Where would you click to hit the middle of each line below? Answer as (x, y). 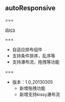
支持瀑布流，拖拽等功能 (36, 62)
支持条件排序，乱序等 (33, 55)
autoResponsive (30, 8)
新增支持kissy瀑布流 (40, 94)
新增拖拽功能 (32, 88)
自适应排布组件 (27, 50)
